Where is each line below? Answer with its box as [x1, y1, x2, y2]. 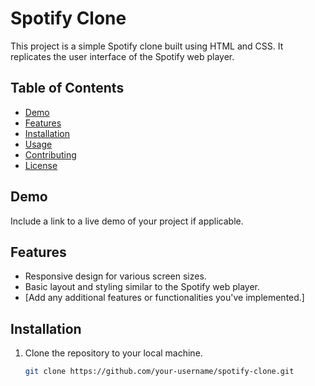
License [24, 159, 58, 171]
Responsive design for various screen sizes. [24, 270, 207, 282]
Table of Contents [10, 80, 125, 97]
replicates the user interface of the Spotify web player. [10, 50, 235, 62]
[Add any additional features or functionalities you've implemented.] [24, 292, 305, 304]
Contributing [24, 148, 77, 161]
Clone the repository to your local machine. [24, 347, 203, 359]
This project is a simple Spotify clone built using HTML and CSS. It [10, 40, 284, 52]
